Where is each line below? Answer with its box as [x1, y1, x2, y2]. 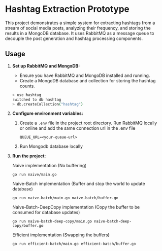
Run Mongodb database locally [19, 143, 83, 149]
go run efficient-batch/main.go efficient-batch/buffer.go [12, 242, 136, 247]
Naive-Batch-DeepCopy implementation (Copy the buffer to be [12, 204, 140, 210]
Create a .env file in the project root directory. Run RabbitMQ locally [19, 120, 157, 126]
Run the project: [12, 153, 46, 159]
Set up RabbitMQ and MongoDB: [12, 63, 80, 69]
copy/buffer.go [12, 223, 44, 228]
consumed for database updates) [12, 210, 80, 215]
